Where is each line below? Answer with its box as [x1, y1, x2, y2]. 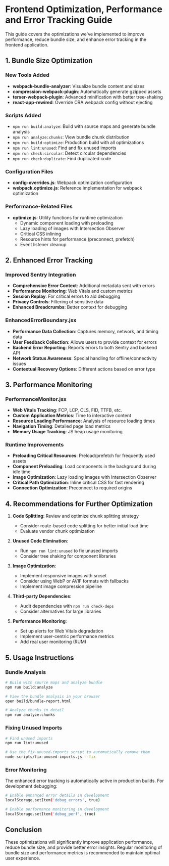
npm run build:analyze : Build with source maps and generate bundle [12, 123, 156, 129]
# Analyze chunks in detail [5, 708, 65, 713]
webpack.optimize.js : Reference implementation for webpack [12, 185, 142, 191]
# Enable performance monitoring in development [5, 807, 109, 812]
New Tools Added [5, 72, 49, 79]
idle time [12, 469, 31, 475]
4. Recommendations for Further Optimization [5, 499, 153, 508]
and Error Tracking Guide [5, 14, 112, 26]
